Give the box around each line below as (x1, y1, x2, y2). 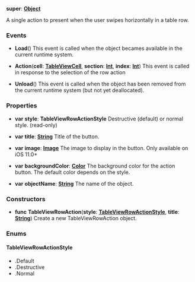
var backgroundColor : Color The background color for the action (14, 162, 175, 169)
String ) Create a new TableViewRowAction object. (14, 214, 138, 221)
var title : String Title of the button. (14, 133, 100, 140)
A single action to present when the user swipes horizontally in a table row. (6, 17, 189, 23)
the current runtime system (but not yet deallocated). (14, 87, 145, 94)
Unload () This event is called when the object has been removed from (14, 80, 186, 88)
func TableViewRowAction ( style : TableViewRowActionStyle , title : (14, 208, 180, 216)
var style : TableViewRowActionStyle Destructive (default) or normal (14, 115, 184, 122)
